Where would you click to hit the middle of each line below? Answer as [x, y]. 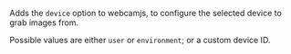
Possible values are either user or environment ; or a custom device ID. [140, 40]
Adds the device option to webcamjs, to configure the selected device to [146, 13]
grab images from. [44, 22]
